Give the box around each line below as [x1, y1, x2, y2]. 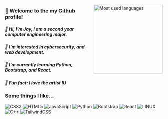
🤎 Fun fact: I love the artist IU [5, 80, 66, 86]
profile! [5, 13, 23, 20]
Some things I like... [5, 92, 54, 99]
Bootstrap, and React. [5, 67, 52, 73]
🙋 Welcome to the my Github [5, 7, 76, 14]
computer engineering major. [5, 31, 67, 37]
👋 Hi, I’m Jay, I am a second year [5, 26, 74, 32]
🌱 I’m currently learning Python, [5, 62, 73, 68]
